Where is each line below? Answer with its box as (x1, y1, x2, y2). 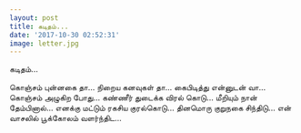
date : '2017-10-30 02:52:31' (9, 30, 120, 39)
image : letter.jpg (9, 38, 79, 48)
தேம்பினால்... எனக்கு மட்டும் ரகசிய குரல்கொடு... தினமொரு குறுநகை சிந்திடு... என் (9, 102, 292, 114)
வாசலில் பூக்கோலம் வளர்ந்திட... (9, 113, 123, 124)
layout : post (9, 13, 59, 23)
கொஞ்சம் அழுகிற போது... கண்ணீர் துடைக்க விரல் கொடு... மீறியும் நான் (9, 92, 257, 103)
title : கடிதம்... (9, 22, 69, 31)
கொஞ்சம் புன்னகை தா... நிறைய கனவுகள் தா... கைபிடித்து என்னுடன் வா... (9, 82, 266, 93)
